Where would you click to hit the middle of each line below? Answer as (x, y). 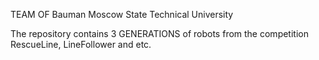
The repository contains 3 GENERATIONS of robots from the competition (159, 33)
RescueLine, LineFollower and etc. (81, 44)
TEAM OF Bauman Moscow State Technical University (122, 14)
